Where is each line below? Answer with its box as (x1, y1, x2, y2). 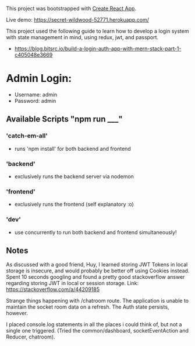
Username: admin (14, 91, 58, 98)
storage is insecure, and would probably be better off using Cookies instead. (6, 267, 190, 274)
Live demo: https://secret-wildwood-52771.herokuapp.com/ (6, 16, 150, 23)
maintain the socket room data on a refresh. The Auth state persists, (6, 303, 169, 310)
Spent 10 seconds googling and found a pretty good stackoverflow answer (6, 274, 185, 281)
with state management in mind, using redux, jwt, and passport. (6, 34, 159, 40)
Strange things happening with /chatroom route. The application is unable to (6, 297, 189, 305)
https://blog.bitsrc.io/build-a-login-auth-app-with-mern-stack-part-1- (14, 45, 182, 52)
